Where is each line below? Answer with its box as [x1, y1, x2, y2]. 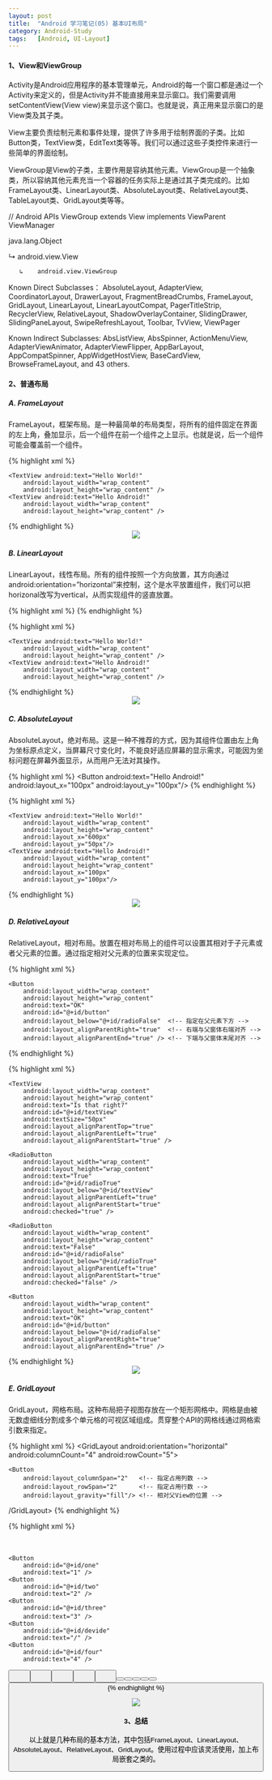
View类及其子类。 [8, 110, 68, 120]
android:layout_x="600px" [23, 833, 111, 841]
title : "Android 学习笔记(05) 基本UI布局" [8, 19, 148, 28]
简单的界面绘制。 [15, 148, 73, 158]
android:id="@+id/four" [23, 1648, 104, 1656]
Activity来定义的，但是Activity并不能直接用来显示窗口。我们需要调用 [8, 90, 236, 100]
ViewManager [8, 221, 55, 230]
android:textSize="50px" [23, 1115, 107, 1123]
